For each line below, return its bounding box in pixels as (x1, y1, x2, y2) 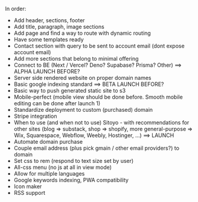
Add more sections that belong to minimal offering (13, 55, 139, 62)
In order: (5, 5, 27, 12)
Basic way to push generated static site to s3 (13, 87, 126, 94)
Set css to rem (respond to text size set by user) (13, 158, 134, 164)
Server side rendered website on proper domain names (13, 75, 152, 81)
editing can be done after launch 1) (13, 100, 101, 107)
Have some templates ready (13, 36, 85, 43)
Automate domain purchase (13, 138, 83, 145)
